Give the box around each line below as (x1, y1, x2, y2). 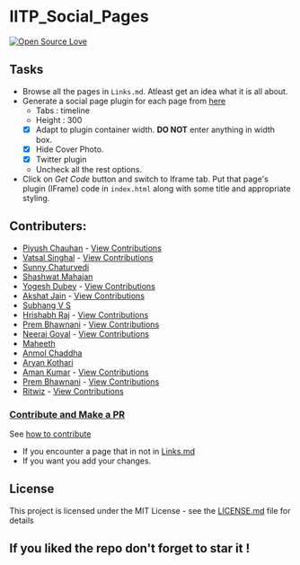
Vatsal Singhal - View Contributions (22, 252, 154, 262)
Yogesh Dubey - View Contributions (22, 280, 155, 291)
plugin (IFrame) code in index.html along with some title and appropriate (22, 182, 291, 194)
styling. (22, 192, 50, 203)
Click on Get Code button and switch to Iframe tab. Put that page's (22, 173, 269, 184)
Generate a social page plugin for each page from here (22, 95, 226, 106)
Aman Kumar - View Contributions (22, 366, 150, 377)
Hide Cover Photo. (35, 144, 104, 154)
